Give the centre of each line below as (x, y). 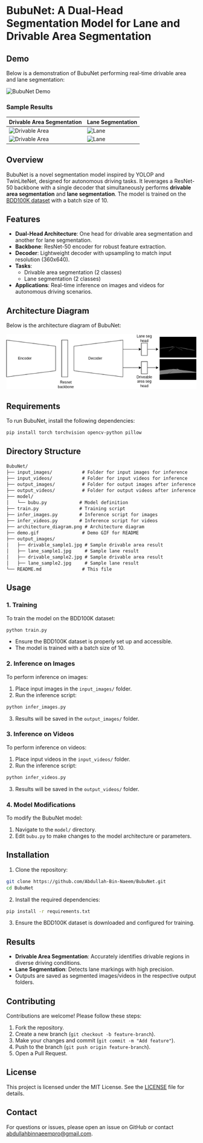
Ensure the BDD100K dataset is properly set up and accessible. (94, 641)
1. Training (22, 605)
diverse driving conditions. (48, 963)
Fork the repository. (40, 1028)
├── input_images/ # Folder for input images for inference (97, 472)
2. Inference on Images (41, 664)
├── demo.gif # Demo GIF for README (72, 533)
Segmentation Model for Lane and (93, 23)
